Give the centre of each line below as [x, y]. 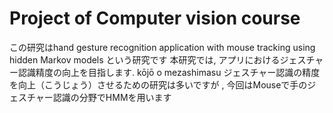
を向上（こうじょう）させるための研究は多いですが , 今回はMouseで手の [158, 84]
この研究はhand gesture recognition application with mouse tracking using [162, 47]
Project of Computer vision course [155, 18]
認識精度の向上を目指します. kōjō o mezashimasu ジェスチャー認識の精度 [169, 72]
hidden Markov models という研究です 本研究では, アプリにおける [145, 59]
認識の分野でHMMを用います [112, 97]
